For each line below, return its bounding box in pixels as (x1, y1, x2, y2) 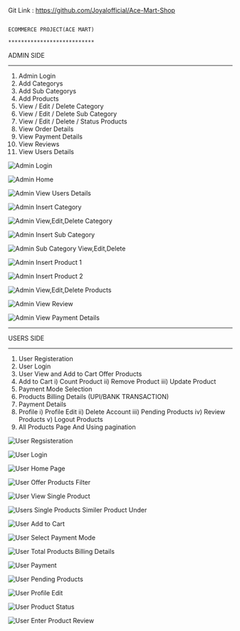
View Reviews (18, 140, 60, 148)
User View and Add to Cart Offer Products (18, 370, 142, 378)
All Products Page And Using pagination (18, 423, 136, 431)
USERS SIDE (8, 334, 45, 342)
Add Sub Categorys (18, 87, 77, 95)
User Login (18, 362, 51, 370)
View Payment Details (18, 132, 83, 141)
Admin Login (18, 71, 56, 80)
